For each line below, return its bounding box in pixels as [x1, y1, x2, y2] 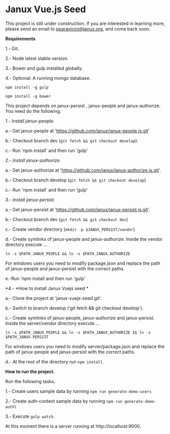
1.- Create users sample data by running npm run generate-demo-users [5, 388, 152, 394]
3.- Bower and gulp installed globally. [5, 65, 83, 71]
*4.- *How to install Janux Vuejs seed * [5, 285, 89, 291]
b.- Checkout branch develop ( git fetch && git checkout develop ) [5, 177, 146, 183]
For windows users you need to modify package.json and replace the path [5, 260, 161, 266]
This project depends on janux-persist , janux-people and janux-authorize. [5, 103, 161, 109]
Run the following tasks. [5, 378, 56, 384]
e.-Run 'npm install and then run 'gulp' [5, 275, 86, 282]
